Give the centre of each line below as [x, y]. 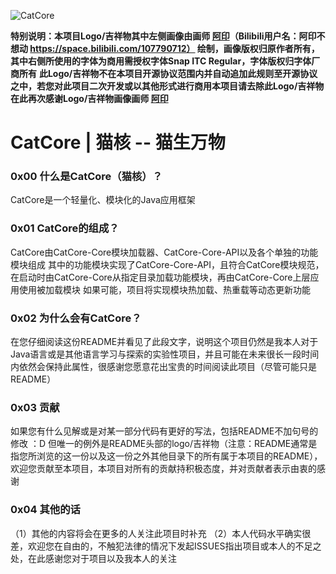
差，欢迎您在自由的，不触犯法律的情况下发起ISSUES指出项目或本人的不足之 [166, 546]
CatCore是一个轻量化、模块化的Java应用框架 [103, 200]
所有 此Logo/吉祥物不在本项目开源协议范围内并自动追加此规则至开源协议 [168, 73]
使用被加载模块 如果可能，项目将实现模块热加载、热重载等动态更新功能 [164, 289]
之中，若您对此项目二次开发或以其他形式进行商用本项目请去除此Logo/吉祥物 [167, 86]
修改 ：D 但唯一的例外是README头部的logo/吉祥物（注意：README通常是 [164, 444]
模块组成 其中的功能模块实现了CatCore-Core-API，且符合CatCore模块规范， [167, 264]
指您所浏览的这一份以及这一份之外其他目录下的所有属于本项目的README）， [166, 456]
